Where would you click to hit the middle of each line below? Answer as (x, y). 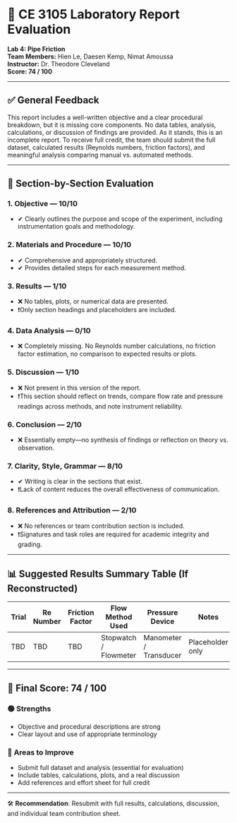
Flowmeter (119, 656)
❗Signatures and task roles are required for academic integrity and (113, 534)
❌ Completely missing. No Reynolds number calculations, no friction (117, 346)
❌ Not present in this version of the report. (79, 388)
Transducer (163, 656)
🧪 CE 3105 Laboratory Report (93, 14)
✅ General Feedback (53, 101)
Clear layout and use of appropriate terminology (87, 734)
